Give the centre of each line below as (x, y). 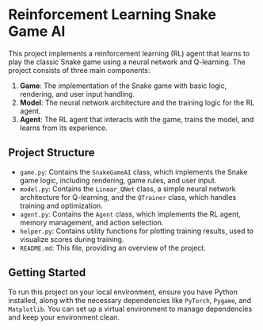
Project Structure (51, 153)
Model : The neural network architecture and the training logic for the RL (137, 102)
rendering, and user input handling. (77, 94)
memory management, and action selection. (91, 222)
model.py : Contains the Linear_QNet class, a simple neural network (128, 189)
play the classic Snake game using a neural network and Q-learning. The (127, 62)
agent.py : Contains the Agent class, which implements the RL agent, (130, 214)
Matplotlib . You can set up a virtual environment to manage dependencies (130, 309)
